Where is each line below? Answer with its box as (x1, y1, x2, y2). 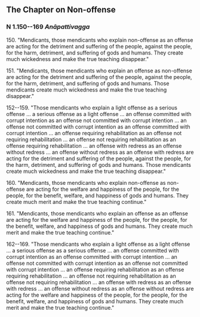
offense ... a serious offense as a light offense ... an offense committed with (6, 110, 192, 117)
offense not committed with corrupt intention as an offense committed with (6, 123, 190, 130)
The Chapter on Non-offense (6, 5, 116, 15)
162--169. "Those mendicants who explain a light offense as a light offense (6, 240, 190, 248)
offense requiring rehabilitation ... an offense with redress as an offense (6, 142, 182, 149)
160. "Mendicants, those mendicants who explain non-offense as (6, 179, 166, 186)
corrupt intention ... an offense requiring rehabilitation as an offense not (6, 129, 182, 136)
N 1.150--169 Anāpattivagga (6, 23, 90, 31)
